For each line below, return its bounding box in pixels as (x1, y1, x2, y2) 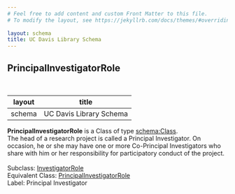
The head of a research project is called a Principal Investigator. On (7, 134, 201, 142)
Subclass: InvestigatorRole (7, 163, 84, 172)
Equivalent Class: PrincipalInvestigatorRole (7, 171, 131, 179)
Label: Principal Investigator (7, 179, 87, 187)
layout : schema (7, 29, 52, 37)
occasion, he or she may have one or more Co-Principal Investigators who (7, 141, 222, 150)
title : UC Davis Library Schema (7, 36, 101, 43)
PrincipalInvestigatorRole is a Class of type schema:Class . (7, 126, 178, 135)
